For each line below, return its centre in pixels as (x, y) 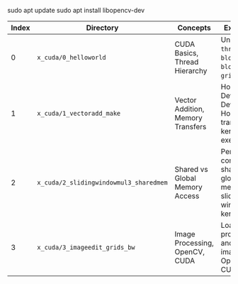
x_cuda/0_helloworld (72, 57)
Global (185, 178)
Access (187, 196)
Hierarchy (191, 71)
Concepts (194, 28)
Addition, (189, 109)
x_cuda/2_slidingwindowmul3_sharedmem (102, 183)
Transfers (191, 127)
